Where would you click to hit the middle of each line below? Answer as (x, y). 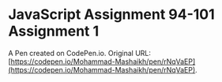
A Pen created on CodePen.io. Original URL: (80, 53)
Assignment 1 (54, 31)
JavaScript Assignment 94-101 (111, 15)
